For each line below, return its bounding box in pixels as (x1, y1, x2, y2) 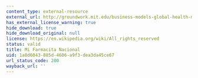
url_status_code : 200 (6, 57, 60, 63)
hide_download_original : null (6, 30, 81, 36)
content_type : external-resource (6, 8, 88, 15)
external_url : (6, 14, 41, 20)
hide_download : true (6, 25, 57, 31)
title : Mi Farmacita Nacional (6, 47, 81, 53)
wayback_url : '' (6, 63, 46, 69)
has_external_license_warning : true (6, 19, 96, 25)
